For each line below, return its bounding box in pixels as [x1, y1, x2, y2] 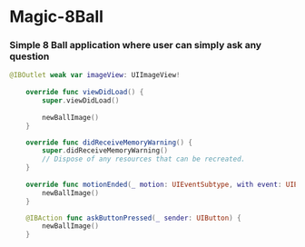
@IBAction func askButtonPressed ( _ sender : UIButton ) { [25, 213, 242, 222]
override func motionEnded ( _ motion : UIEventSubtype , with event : [25, 180, 282, 189]
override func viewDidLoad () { [25, 88, 144, 97]
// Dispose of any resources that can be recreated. [42, 154, 246, 164]
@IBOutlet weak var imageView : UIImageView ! [9, 71, 181, 80]
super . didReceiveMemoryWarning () [42, 146, 169, 155]
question [9, 50, 50, 63]
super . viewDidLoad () [42, 96, 120, 105]
